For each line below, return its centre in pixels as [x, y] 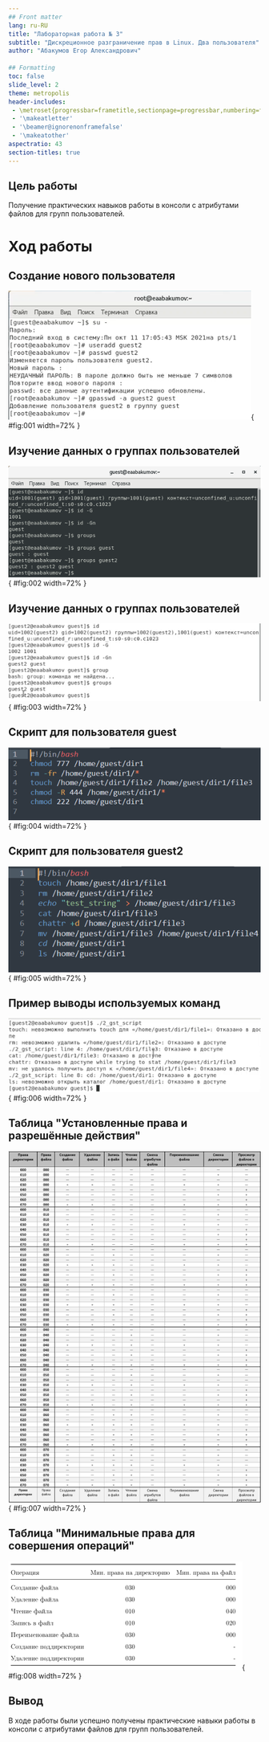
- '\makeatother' [40, 136]
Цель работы [43, 186]
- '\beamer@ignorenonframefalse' [68, 127]
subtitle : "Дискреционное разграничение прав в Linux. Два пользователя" [134, 43]
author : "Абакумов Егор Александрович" [75, 51]
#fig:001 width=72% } [44, 426]
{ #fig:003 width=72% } [48, 708]
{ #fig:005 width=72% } [47, 978]
